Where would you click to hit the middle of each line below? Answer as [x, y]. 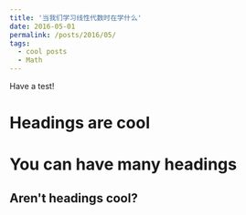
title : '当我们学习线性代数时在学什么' [75, 18]
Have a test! [32, 86]
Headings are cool [80, 123]
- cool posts [43, 52]
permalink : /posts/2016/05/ [63, 35]
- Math [30, 60]
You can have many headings [123, 164]
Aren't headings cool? [74, 198]
